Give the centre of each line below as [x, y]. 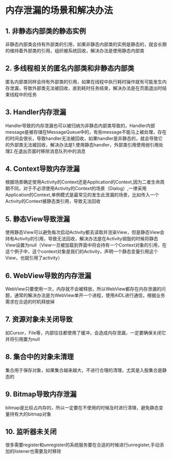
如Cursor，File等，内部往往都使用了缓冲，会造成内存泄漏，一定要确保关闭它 [86, 332]
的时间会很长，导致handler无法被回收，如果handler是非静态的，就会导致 [82, 138]
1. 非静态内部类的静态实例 [46, 31]
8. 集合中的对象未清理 [40, 357]
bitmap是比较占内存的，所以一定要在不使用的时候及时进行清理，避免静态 [82, 407]
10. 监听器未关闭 [31, 432]
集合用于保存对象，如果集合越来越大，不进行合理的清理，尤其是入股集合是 [84, 370]
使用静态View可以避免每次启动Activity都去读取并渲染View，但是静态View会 [85, 232]
